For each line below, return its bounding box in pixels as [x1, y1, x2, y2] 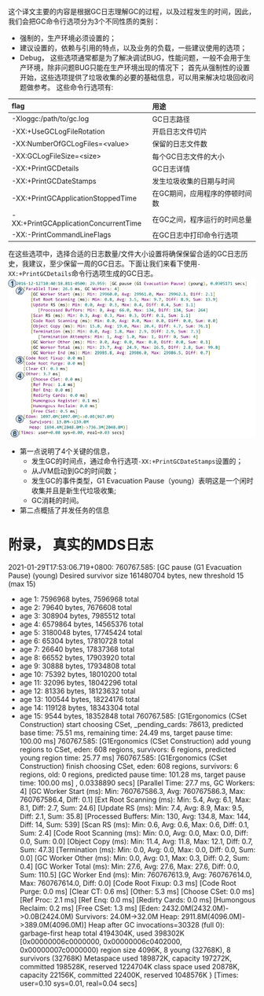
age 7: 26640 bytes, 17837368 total [19, 644, 135, 654]
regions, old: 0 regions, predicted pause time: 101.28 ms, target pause [19, 770, 246, 779]
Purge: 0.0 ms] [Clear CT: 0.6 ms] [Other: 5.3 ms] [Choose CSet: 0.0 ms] [19, 887, 255, 896]
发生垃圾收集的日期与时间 [152, 176, 236, 186]
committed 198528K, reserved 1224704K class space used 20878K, [19, 961, 240, 971]
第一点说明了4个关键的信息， [19, 447, 114, 456]
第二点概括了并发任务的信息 [19, 505, 110, 515]
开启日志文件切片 [152, 127, 208, 136]
